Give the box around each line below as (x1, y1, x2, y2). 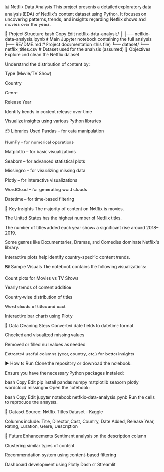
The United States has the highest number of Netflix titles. (5, 215, 122, 221)
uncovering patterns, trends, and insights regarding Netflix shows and (5, 16, 146, 22)
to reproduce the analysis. (5, 400, 58, 405)
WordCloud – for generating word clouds (5, 187, 87, 192)
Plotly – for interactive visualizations (5, 177, 78, 183)
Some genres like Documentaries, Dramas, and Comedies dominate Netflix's (5, 239, 160, 245)
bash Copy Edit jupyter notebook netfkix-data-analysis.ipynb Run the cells (5, 394, 155, 400)
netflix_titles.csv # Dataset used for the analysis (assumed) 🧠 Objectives (5, 47, 151, 52)
